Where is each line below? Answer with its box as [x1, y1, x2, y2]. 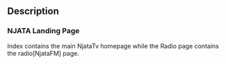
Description [7, 6, 59, 17]
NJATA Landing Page [7, 26, 80, 36]
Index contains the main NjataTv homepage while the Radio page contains [7, 41, 219, 50]
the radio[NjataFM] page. [7, 49, 80, 57]
